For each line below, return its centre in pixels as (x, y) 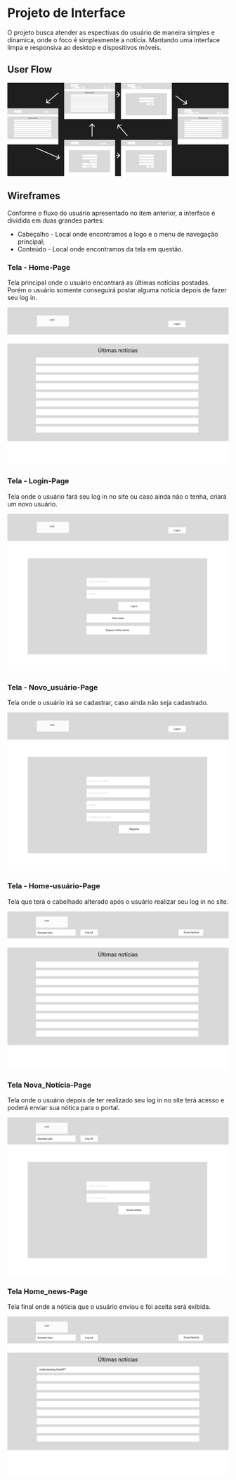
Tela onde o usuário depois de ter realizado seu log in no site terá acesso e (116, 1100)
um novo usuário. (32, 504)
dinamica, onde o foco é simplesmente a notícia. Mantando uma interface (113, 39)
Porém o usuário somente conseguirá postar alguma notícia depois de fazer (117, 290)
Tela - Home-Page (39, 267)
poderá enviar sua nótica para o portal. (64, 1108)
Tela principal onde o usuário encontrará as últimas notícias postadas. (109, 282)
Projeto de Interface (66, 13)
